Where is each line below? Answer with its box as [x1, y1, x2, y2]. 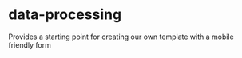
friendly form [8, 40, 52, 49]
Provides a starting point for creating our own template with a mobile [8, 32, 234, 41]
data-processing [8, 6, 122, 24]
